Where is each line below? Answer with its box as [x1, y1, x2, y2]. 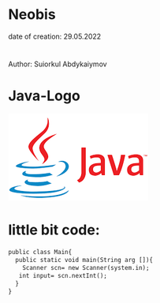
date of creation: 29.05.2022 [8, 32, 102, 41]
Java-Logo [8, 87, 80, 105]
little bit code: [8, 221, 100, 239]
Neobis [8, 6, 57, 24]
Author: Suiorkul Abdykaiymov [8, 59, 108, 69]
